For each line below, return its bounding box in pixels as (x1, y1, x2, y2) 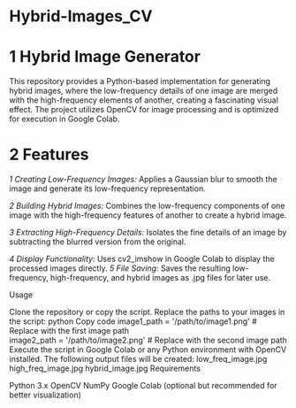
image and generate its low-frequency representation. (9, 183, 206, 194)
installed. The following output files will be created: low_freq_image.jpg (9, 354, 268, 365)
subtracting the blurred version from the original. (9, 236, 187, 247)
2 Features (9, 144, 89, 165)
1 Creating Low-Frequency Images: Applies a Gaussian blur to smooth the (9, 174, 277, 185)
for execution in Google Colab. (9, 113, 120, 125)
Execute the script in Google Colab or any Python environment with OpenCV (9, 344, 287, 355)
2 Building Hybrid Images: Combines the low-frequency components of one (9, 201, 285, 212)
